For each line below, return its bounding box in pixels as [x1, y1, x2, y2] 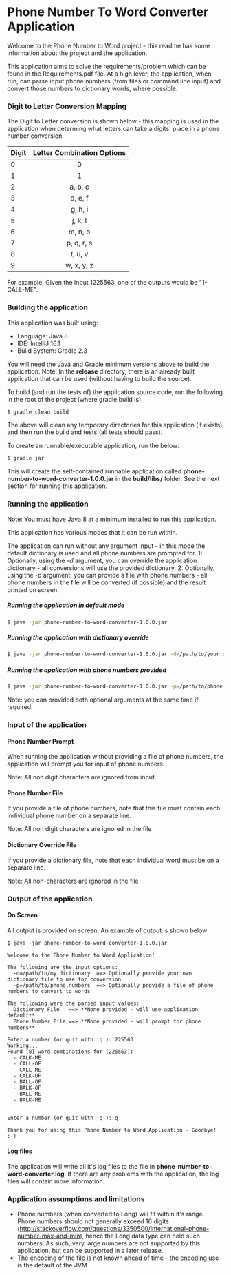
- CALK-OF [13, 1072, 41, 1079]
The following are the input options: [7, 963, 118, 970]
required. [7, 703, 33, 711]
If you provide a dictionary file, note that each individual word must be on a [7, 856, 219, 864]
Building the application [7, 303, 88, 312]
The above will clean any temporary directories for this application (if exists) [7, 421, 223, 429]
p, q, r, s [66, 238, 93, 248]
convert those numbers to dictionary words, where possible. [7, 84, 178, 92]
